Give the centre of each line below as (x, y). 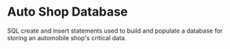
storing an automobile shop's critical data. (67, 37)
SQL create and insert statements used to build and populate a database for (115, 31)
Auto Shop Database (68, 12)
